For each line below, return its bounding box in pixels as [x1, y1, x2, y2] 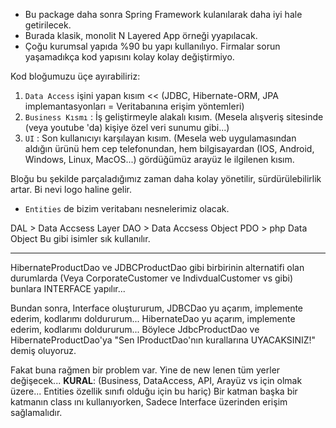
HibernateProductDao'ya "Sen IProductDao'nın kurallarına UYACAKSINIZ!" [10, 334, 317, 346]
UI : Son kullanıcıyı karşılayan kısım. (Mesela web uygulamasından [24, 132, 297, 144]
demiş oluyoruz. [10, 345, 77, 356]
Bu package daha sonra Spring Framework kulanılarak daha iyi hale [24, 9, 303, 20]
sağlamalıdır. [10, 407, 63, 418]
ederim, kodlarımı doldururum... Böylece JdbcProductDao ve [10, 324, 260, 335]
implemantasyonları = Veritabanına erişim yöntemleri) [24, 100, 245, 112]
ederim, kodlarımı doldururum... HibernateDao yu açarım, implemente [10, 313, 296, 324]
